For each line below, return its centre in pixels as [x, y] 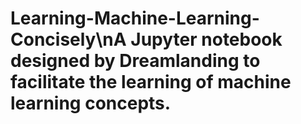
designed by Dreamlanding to [135, 61]
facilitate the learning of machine [151, 82]
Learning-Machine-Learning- [135, 18]
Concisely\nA [68, 39]
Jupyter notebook [206, 39]
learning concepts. [91, 103]
